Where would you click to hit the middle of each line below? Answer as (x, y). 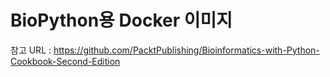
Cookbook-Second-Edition (65, 61)
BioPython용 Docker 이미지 (121, 20)
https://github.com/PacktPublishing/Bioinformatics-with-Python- (186, 50)
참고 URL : (31, 50)
